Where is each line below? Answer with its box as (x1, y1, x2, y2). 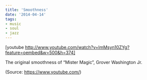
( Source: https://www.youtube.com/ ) (5, 69, 82, 75)
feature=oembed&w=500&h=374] (5, 49, 76, 55)
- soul (5, 26, 19, 31)
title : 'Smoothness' (5, 7, 49, 12)
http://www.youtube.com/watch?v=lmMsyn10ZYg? (25, 44, 130, 50)
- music (5, 21, 22, 26)
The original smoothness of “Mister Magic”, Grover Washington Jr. (5, 59, 142, 65)
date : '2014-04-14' (5, 12, 46, 17)
